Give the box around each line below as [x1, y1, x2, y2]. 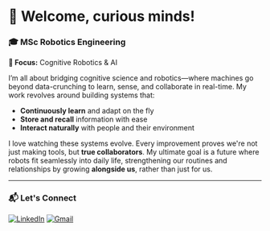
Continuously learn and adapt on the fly [19, 106, 154, 116]
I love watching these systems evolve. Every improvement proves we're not [8, 138, 258, 148]
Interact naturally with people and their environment [19, 123, 195, 133]
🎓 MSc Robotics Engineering [8, 36, 126, 47]
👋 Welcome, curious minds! [8, 7, 195, 26]
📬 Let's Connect [8, 192, 76, 204]
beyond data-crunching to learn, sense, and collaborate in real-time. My [8, 82, 247, 92]
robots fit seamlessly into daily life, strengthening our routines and [8, 156, 227, 166]
